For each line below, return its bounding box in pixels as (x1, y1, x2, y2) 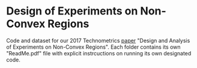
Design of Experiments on (6, 4, 138, 18)
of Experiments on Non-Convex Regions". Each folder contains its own (6, 43, 181, 51)
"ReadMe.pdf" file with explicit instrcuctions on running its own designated (6, 49, 192, 57)
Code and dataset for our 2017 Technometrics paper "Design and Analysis (6, 37, 190, 44)
